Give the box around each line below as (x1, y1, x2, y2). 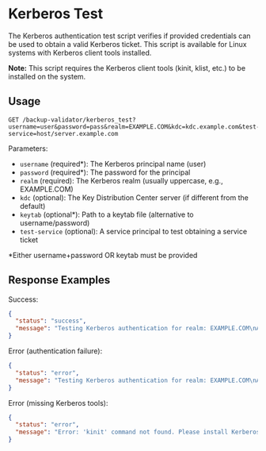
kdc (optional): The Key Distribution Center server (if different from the (19, 192, 249, 202)
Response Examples (8, 273, 111, 287)
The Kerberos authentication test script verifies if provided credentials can (8, 31, 251, 40)
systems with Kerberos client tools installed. (8, 48, 152, 57)
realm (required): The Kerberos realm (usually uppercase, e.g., (19, 175, 223, 185)
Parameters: (8, 144, 48, 153)
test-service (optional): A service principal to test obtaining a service (19, 226, 248, 236)
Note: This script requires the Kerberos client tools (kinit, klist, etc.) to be (8, 63, 246, 72)
